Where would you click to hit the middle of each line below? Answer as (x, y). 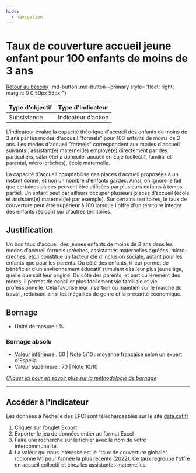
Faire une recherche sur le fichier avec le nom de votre (80, 440)
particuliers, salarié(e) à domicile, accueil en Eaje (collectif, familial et (89, 157)
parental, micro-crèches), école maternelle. (58, 163)
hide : (13, 11)
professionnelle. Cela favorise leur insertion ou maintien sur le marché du (94, 288)
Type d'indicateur (83, 108)
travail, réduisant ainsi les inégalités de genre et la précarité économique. (94, 294)
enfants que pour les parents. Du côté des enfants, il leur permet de (87, 263)
